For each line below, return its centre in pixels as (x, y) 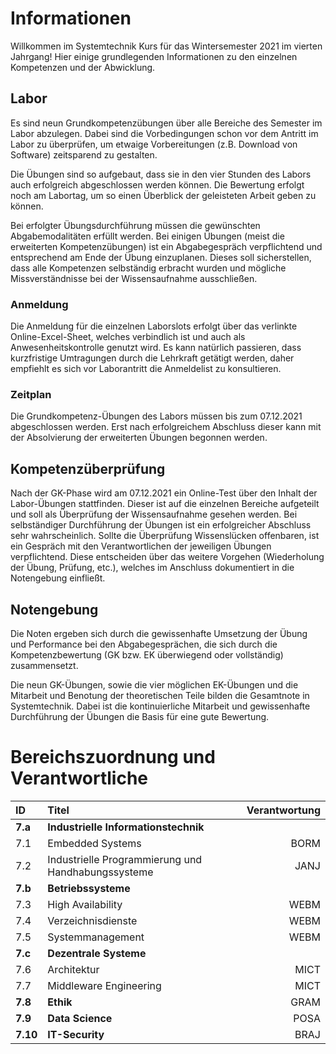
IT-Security (76, 1034)
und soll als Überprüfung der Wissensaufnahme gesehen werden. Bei (154, 514)
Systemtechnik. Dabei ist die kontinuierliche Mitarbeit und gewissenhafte (160, 706)
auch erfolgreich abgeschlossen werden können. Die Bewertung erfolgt (157, 184)
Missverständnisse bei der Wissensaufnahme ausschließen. (134, 278)
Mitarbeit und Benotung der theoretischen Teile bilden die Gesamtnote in (160, 695)
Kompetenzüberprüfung (88, 468)
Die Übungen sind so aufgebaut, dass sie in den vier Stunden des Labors (161, 174)
